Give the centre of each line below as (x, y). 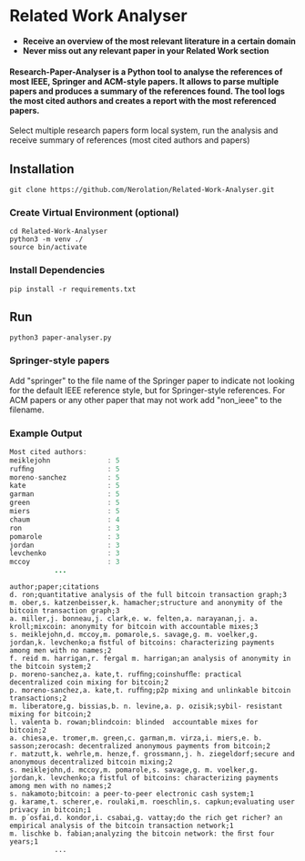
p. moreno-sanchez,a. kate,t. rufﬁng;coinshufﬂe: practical (126, 674)
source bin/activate (49, 248)
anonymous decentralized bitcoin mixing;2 (91, 762)
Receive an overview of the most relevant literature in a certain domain (159, 41)
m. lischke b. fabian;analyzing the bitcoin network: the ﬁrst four (142, 834)
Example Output (46, 433)
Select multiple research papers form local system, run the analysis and (144, 131)
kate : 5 (65, 486)
